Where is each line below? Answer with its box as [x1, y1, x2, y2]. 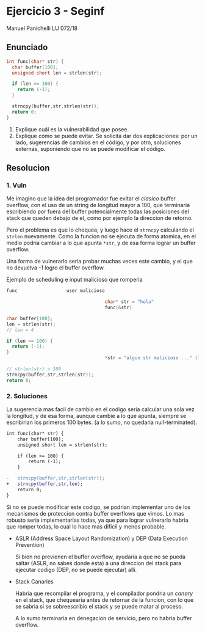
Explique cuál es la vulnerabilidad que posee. [15, 125, 129, 133]
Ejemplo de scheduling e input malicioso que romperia [6, 276, 143, 284]
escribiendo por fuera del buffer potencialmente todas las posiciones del [6, 208, 189, 215]
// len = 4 [6, 327, 34, 333]
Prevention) [15, 541, 45, 548]
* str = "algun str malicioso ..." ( [104, 355, 198, 361]
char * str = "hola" [104, 299, 154, 305]
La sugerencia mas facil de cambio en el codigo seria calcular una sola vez [6, 405, 195, 413]
